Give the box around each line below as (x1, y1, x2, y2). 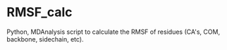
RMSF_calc (6, 4, 73, 20)
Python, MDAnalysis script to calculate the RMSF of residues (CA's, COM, (6, 27, 220, 36)
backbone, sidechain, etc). (6, 35, 84, 43)
